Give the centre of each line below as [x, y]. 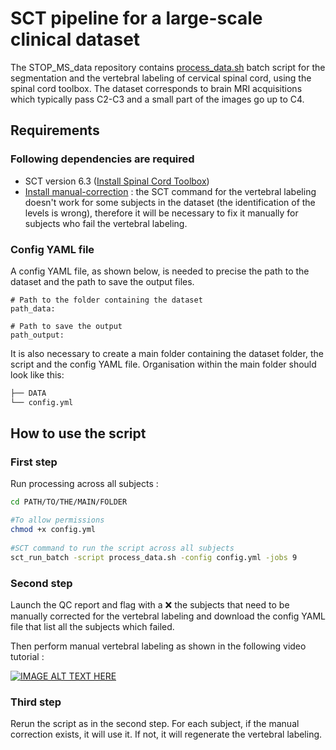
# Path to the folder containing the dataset [106, 300]
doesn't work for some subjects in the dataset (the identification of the [170, 202]
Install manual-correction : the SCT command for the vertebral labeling [170, 191]
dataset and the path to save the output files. [102, 281]
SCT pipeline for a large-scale [136, 18]
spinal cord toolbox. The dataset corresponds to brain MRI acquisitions [156, 88]
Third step [36, 702]
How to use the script [78, 433]
